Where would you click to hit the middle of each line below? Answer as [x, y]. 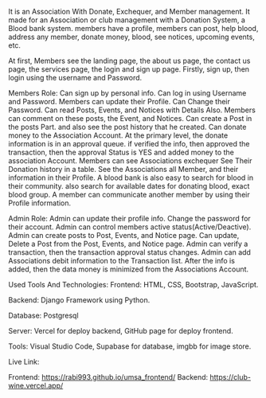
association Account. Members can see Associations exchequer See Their [130, 161]
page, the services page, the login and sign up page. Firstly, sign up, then [129, 69]
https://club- [230, 377]
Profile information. [40, 203]
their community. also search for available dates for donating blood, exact [129, 186]
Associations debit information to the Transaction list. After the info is [121, 261]
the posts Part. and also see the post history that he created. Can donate [127, 127]
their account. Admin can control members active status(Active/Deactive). [130, 227]
